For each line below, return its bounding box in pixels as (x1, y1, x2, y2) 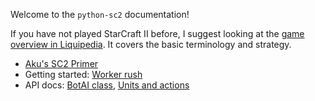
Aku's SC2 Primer (24, 58, 99, 69)
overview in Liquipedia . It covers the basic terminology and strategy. (10, 39, 292, 50)
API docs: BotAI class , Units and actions (24, 79, 190, 91)
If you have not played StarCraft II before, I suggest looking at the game (10, 28, 305, 39)
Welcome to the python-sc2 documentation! (10, 9, 190, 20)
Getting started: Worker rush (24, 69, 143, 80)
